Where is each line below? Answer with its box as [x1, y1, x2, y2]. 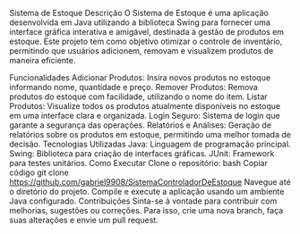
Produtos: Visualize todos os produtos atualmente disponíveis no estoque [9, 101, 280, 111]
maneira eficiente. [9, 55, 76, 65]
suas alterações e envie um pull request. [9, 214, 159, 225]
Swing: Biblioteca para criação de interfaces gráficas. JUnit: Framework [9, 148, 275, 159]
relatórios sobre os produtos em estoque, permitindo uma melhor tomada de [9, 130, 291, 139]
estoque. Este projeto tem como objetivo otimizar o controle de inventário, [9, 36, 283, 46]
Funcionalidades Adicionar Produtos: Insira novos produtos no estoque [9, 72, 271, 83]
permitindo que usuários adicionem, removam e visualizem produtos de [9, 46, 274, 56]
